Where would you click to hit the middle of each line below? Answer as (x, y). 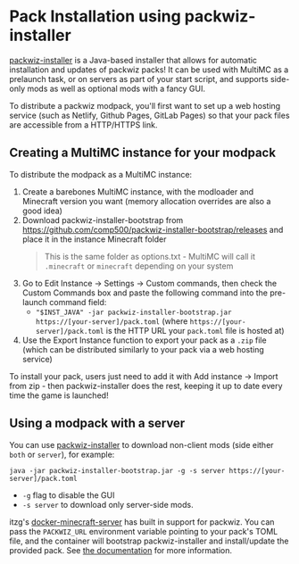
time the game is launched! (59, 395)
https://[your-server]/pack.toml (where (112, 321)
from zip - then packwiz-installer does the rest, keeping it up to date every (146, 386)
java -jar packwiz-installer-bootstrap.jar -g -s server (117, 470)
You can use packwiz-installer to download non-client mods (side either (141, 444)
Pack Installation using (95, 17)
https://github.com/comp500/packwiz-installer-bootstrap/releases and (153, 229)
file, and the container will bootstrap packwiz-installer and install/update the (149, 541)
